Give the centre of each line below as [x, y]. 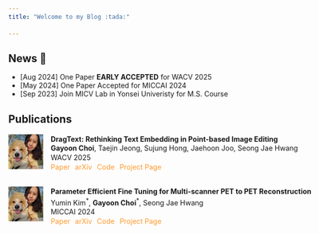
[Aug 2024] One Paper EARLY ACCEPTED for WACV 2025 [116, 77]
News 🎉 [28, 58]
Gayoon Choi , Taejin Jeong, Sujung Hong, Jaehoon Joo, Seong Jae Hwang [174, 148]
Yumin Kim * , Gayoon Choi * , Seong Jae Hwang [127, 201]
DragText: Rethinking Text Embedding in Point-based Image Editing [164, 138]
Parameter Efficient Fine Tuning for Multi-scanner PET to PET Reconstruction [181, 191]
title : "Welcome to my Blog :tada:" [69, 17]
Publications [40, 119]
